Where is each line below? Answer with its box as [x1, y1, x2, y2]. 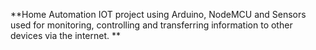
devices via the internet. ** [10, 30, 121, 41]
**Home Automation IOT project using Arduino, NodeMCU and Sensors [10, 9, 307, 20]
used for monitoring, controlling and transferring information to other [10, 19, 293, 31]
